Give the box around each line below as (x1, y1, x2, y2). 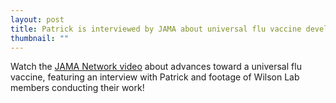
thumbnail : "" (10, 33, 70, 43)
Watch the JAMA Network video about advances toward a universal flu (10, 61, 302, 73)
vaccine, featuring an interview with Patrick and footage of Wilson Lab (10, 71, 300, 83)
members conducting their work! (10, 82, 145, 94)
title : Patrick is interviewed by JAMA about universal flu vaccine (10, 24, 302, 34)
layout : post (10, 14, 65, 25)
